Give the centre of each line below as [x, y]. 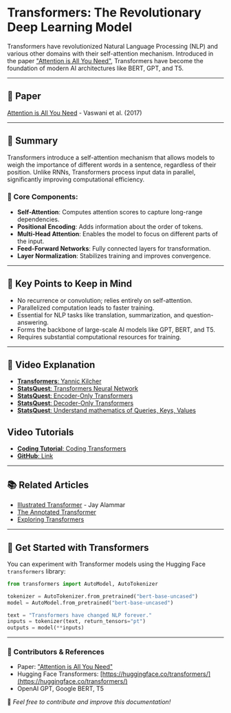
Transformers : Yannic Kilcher [59, 381]
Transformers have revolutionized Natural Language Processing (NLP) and [113, 46]
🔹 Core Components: [43, 197]
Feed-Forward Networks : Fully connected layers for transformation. [114, 248]
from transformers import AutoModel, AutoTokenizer [82, 584]
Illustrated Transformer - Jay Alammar [71, 505]
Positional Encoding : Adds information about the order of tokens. [110, 226]
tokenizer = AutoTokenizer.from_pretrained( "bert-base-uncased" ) [102, 596]
